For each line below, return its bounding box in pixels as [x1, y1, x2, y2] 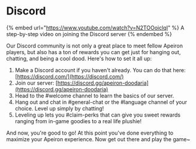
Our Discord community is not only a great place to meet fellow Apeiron [6, 42, 183, 49]
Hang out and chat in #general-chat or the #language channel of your [14, 98, 188, 106]
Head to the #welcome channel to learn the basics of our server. [14, 92, 174, 99]
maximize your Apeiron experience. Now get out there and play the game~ [6, 135, 191, 142]
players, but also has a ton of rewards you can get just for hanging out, [6, 48, 181, 55]
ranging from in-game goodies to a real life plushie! [14, 117, 142, 124]
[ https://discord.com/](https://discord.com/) [14, 73, 124, 80]
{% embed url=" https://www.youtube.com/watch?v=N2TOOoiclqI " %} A [6, 24, 185, 31]
